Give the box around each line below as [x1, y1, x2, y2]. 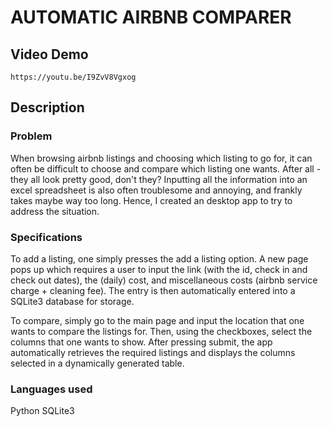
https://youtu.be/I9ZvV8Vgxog [10, 72, 137, 82]
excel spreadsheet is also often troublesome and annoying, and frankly [10, 184, 303, 196]
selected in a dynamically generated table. [10, 357, 185, 369]
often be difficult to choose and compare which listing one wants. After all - [10, 162, 322, 175]
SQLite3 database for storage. [10, 295, 135, 307]
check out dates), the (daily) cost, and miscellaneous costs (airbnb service [10, 274, 318, 286]
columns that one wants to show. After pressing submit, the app [10, 336, 273, 348]
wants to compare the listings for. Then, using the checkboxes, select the [10, 325, 313, 337]
